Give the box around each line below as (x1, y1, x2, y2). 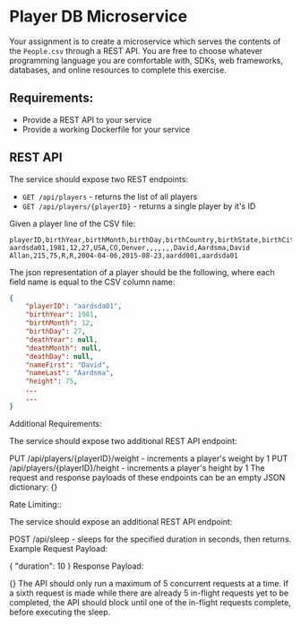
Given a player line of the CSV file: (9, 218, 136, 229)
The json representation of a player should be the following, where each (9, 266, 275, 277)
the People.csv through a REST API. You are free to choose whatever (9, 45, 263, 56)
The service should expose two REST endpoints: (9, 173, 189, 185)
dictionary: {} (9, 482, 58, 492)
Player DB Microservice (9, 6, 188, 27)
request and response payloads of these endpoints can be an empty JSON (9, 472, 286, 483)
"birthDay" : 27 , (25, 327, 87, 336)
